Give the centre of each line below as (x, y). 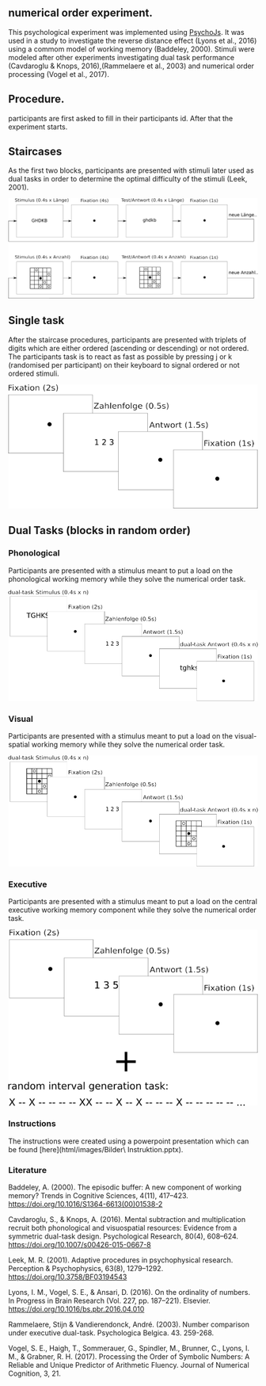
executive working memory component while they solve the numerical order (133, 910)
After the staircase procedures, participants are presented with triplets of (127, 339)
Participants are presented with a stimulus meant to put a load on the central (133, 901)
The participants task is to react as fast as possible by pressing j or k (120, 357)
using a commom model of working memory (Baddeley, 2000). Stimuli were (131, 49)
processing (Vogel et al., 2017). (59, 74)
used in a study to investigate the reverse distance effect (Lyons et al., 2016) (133, 40)
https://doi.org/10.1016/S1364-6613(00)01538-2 (85, 1204)
